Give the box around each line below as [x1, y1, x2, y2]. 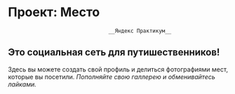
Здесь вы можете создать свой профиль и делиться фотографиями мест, [8, 65, 229, 74]
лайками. [8, 80, 37, 88]
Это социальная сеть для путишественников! [8, 46, 220, 58]
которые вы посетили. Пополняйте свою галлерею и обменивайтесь [8, 72, 216, 81]
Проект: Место [8, 4, 100, 20]
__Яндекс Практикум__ [108, 27, 172, 34]
